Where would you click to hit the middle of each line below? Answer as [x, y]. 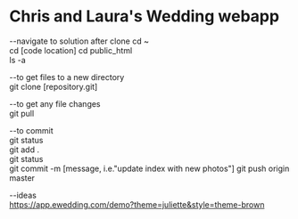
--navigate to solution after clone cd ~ [79, 41]
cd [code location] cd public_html [71, 50]
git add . [25, 150]
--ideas [23, 195]
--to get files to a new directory [67, 77]
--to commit [31, 130]
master [22, 178]
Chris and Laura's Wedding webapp [144, 16]
